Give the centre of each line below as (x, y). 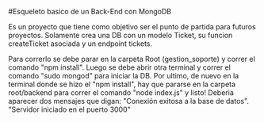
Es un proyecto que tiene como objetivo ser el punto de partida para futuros (132, 27)
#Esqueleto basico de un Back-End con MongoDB (90, 11)
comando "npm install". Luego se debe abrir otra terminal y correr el (120, 67)
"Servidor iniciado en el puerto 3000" (69, 109)
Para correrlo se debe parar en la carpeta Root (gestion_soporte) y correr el (132, 59)
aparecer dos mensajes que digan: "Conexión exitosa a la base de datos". (129, 101)
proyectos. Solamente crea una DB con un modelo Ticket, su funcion (121, 35)
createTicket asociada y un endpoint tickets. (80, 44)
